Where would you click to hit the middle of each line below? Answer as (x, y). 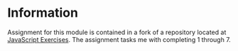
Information (43, 13)
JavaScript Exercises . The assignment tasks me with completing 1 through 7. (119, 39)
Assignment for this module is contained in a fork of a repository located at (117, 32)
